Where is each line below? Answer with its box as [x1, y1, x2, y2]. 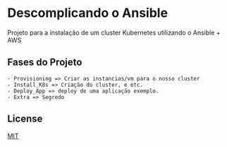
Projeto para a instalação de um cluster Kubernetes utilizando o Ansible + [7, 28, 221, 37]
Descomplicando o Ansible [7, 5, 168, 21]
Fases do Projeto [7, 57, 82, 69]
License [7, 113, 43, 125]
